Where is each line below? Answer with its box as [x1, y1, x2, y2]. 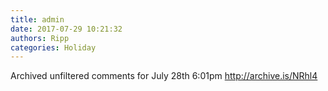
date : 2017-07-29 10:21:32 [10, 24, 123, 34]
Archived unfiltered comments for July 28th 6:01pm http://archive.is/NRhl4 [10, 70, 318, 82]
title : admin [10, 14, 65, 25]
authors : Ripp [10, 33, 70, 43]
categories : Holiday [10, 42, 97, 53]
